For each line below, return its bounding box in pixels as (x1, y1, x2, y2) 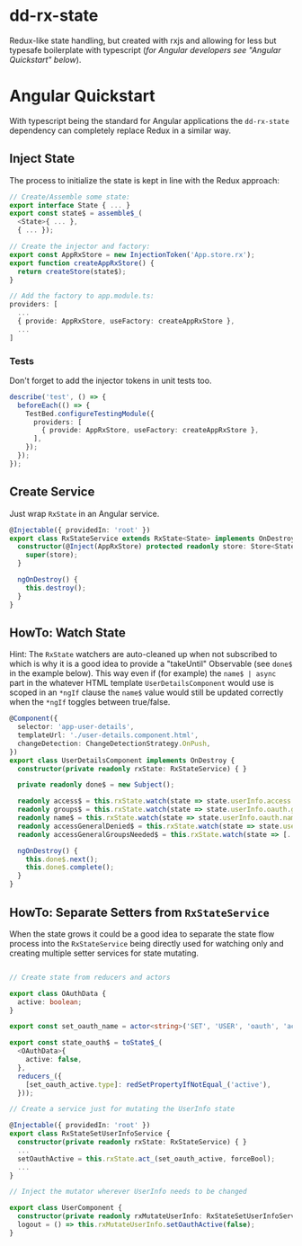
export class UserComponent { (9, 1204, 123, 1213)
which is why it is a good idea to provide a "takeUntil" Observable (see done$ (9, 658, 293, 670)
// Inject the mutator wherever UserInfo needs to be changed (9, 1188, 247, 1197)
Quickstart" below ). (9, 54, 82, 65)
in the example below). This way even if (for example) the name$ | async (9, 668, 277, 679)
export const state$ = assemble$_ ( (9, 209, 143, 218)
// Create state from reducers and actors (9, 973, 171, 982)
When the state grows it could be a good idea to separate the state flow (9, 928, 275, 939)
